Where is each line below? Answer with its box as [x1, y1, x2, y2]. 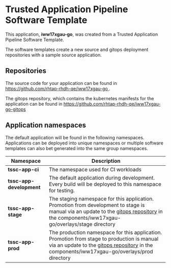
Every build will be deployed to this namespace [49, 181, 161, 188]
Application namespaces [5, 121, 87, 130]
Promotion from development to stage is [49, 201, 145, 209]
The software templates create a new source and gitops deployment [5, 46, 149, 52]
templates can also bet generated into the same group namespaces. [5, 145, 149, 151]
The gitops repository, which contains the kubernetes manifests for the [5, 95, 154, 101]
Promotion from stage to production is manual [49, 235, 159, 242]
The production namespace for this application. [49, 229, 162, 236]
